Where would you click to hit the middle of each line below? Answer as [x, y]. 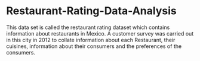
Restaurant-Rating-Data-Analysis [92, 11]
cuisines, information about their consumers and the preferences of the [94, 46]
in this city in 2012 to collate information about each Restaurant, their [91, 40]
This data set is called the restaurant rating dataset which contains [88, 27]
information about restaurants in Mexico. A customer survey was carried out [100, 33]
